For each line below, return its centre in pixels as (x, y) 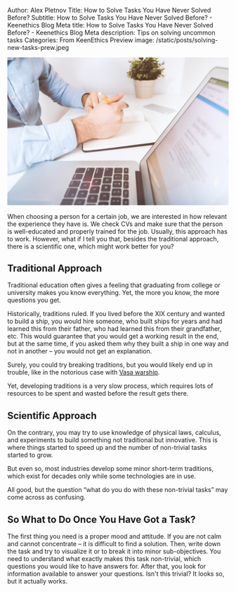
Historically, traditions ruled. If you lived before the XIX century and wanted (116, 314)
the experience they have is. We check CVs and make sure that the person (115, 224)
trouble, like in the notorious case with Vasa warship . (84, 372)
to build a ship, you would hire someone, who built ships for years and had (115, 321)
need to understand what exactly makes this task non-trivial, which (104, 559)
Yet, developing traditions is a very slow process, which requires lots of (110, 386)
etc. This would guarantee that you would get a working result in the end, (113, 336)
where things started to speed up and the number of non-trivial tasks (107, 448)
